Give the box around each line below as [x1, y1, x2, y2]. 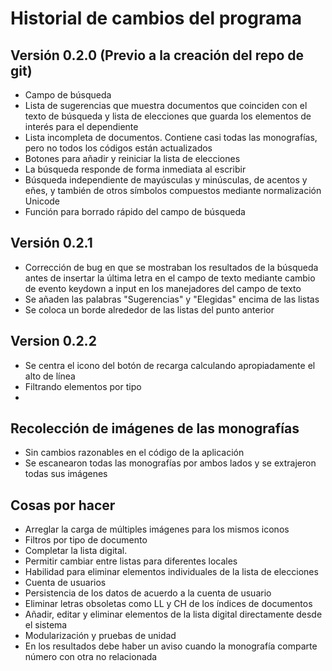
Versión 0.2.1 [10, 235, 93, 252]
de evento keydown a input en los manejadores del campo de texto [24, 282, 302, 294]
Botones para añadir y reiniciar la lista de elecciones [24, 153, 241, 164]
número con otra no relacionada [24, 651, 158, 663]
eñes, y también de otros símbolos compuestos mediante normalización [24, 185, 322, 196]
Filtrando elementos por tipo [24, 380, 142, 392]
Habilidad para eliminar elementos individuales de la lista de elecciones [24, 566, 319, 578]
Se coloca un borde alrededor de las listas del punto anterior [24, 303, 275, 316]
